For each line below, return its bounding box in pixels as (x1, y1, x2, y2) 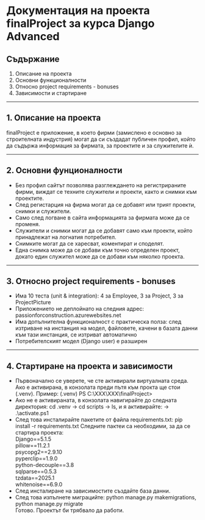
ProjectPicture (15, 299, 51, 306)
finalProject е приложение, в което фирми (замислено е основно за (6, 129, 182, 136)
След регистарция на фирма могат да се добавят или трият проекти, (15, 201, 196, 208)
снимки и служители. (15, 207, 71, 215)
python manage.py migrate (15, 500, 84, 508)
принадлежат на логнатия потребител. (15, 233, 117, 241)
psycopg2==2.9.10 (15, 449, 63, 456)
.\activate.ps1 (15, 410, 49, 417)
